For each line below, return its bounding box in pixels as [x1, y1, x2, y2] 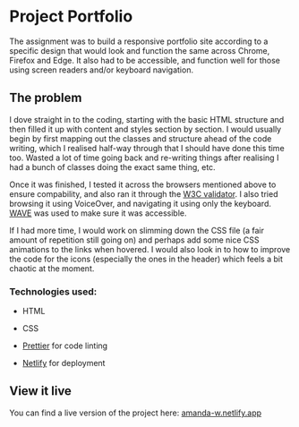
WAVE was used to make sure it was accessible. [9, 208, 187, 218]
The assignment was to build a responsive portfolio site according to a [9, 36, 269, 47]
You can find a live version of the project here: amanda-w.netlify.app [9, 407, 262, 418]
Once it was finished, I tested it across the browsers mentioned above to [9, 179, 277, 190]
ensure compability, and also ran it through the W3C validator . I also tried [9, 188, 278, 199]
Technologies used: [9, 285, 98, 297]
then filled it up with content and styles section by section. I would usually [9, 124, 282, 134]
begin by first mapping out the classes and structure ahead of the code [9, 132, 272, 144]
